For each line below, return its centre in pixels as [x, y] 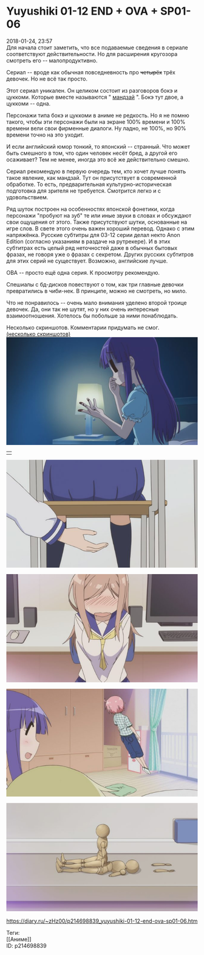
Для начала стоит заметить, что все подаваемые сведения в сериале [97, 48]
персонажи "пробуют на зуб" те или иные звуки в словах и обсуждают [99, 215]
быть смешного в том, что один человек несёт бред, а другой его [92, 153]
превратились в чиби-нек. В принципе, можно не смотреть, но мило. [97, 291]
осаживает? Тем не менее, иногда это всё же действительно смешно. [98, 159]
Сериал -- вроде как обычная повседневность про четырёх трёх [91, 72]
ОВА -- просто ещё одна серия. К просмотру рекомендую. [83, 272]
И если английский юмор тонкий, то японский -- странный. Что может [98, 146]
